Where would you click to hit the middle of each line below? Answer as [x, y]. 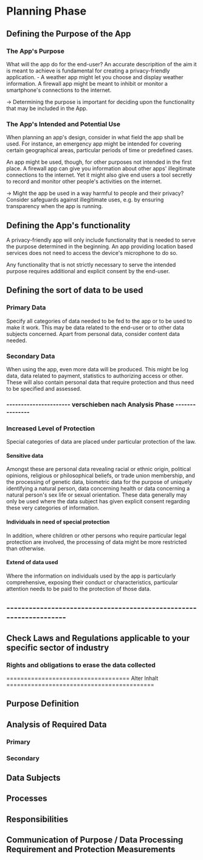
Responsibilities [37, 819]
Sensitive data [25, 455]
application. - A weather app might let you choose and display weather [95, 77]
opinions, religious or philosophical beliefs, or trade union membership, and [101, 475]
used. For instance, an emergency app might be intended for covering [94, 144]
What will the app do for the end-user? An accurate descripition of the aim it [101, 64]
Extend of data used [32, 562]
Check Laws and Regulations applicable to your [98, 638]
